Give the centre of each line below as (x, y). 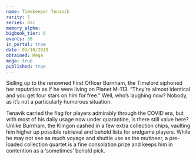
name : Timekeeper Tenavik (38, 11)
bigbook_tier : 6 (26, 34)
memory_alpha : (24, 28)
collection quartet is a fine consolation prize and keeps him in (99, 144)
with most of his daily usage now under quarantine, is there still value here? (97, 120)
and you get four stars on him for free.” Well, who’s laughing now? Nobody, (97, 95)
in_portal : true (26, 45)
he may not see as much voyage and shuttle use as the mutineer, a (87, 138)
